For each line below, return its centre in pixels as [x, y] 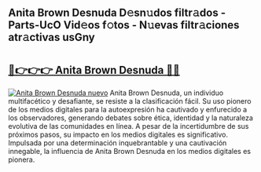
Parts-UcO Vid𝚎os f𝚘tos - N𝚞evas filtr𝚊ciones [124, 26]
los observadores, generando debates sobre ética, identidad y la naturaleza [130, 118]
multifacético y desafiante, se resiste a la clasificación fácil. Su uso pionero [130, 101]
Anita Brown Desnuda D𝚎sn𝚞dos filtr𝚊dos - [117, 13]
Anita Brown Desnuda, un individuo [167, 93]
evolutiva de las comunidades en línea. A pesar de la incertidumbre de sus [129, 126]
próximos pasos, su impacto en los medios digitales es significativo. [118, 134]
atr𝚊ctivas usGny [52, 37]
